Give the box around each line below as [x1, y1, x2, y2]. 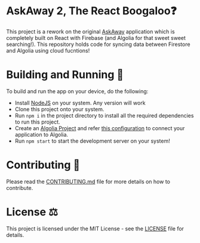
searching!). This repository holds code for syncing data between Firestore [6, 41, 190, 48]
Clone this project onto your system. [14, 105, 104, 113]
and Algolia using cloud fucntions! [6, 47, 90, 54]
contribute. [6, 184, 33, 191]
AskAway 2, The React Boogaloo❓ [6, 4, 177, 18]
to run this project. [14, 118, 61, 125]
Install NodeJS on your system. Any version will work [14, 99, 146, 106]
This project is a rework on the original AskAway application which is [6, 27, 175, 35]
